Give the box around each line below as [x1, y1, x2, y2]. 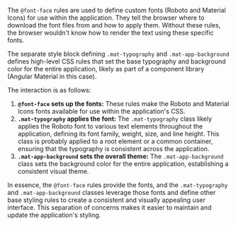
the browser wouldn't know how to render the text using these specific [7, 28, 214, 37]
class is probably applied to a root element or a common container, [17, 137, 213, 145]
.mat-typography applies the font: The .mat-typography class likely [17, 114, 213, 123]
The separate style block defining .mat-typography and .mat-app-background [7, 49, 230, 58]
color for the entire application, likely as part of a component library [7, 65, 204, 73]
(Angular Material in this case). [7, 72, 97, 81]
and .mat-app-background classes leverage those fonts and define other [7, 189, 216, 196]
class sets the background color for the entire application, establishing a [17, 160, 229, 168]
